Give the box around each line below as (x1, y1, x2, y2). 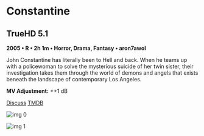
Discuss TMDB (6, 99, 44, 106)
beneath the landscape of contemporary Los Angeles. (6, 76, 142, 83)
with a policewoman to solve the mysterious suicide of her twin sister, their (6, 63, 194, 70)
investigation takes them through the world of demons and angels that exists (6, 69, 199, 76)
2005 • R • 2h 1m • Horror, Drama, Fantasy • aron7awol (6, 44, 146, 52)
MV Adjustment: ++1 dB (6, 87, 68, 95)
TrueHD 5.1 (6, 29, 49, 39)
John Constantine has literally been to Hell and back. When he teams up (6, 56, 188, 63)
